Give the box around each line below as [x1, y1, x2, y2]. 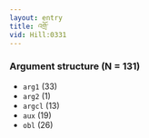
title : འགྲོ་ [9, 22, 49, 31]
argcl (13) [22, 100, 61, 111]
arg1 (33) [22, 81, 57, 92]
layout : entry [9, 13, 64, 23]
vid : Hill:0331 [9, 30, 67, 39]
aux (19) [22, 110, 52, 121]
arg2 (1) [22, 90, 52, 101]
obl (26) [22, 119, 54, 130]
